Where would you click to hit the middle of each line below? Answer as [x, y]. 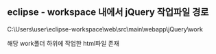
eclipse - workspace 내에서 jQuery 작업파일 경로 [108, 12]
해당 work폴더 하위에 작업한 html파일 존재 [63, 43]
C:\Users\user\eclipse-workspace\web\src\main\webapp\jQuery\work [105, 29]
